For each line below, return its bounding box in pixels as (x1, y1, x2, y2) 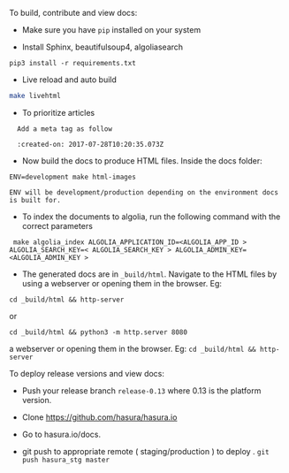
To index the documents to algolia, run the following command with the (21, 211, 281, 222)
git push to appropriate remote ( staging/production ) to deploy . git (21, 446, 270, 456)
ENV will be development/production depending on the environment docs (9, 187, 278, 197)
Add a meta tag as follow (17, 124, 113, 134)
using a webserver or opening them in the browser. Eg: (21, 278, 223, 288)
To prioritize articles (21, 107, 95, 118)
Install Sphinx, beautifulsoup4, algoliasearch (21, 42, 184, 52)
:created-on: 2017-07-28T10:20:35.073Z (17, 140, 164, 149)
